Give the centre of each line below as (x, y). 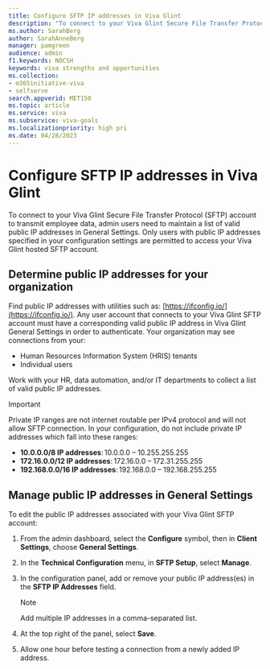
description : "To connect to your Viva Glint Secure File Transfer (124, 23)
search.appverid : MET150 (50, 98)
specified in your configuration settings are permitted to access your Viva (130, 240)
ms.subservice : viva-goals (53, 121)
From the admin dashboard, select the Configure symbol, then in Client (138, 539)
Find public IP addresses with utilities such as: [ (87, 306)
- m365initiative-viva (46, 83)
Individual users (46, 365)
